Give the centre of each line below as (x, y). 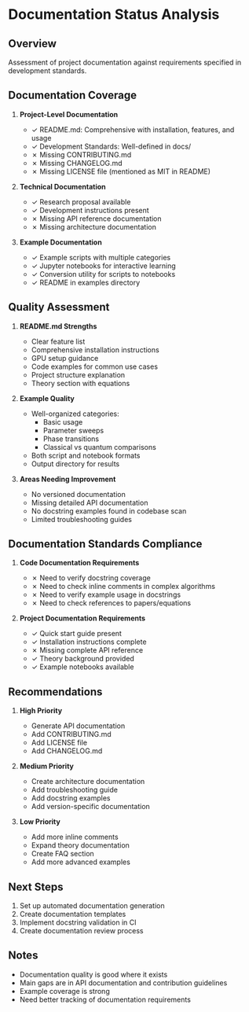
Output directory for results (75, 464)
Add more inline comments (75, 837)
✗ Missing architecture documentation (94, 226)
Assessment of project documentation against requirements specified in (125, 62)
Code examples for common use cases (95, 366)
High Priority (41, 711)
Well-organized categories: (75, 414)
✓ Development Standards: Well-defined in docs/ (111, 146)
